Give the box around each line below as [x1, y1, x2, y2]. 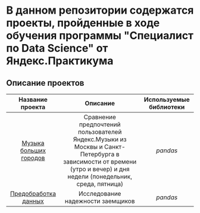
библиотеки [148, 103, 185, 111]
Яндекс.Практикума [6, 54, 114, 68]
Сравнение [83, 113, 116, 121]
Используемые [143, 96, 190, 104]
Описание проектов [6, 78, 85, 88]
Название [18, 96, 48, 104]
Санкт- [104, 143, 126, 151]
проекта [20, 103, 46, 111]
